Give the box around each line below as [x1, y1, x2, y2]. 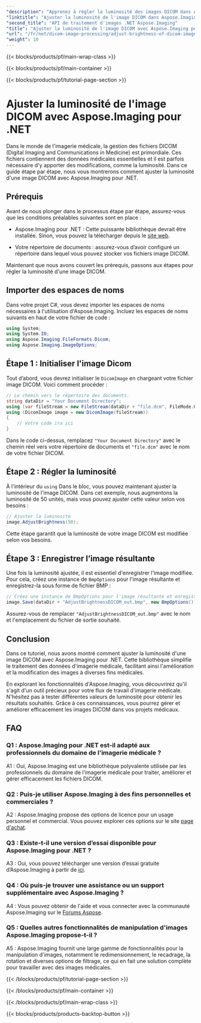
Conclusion [6, 634, 50, 644]
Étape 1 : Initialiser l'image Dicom [6, 359, 132, 369]
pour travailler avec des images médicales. [6, 964, 112, 971]
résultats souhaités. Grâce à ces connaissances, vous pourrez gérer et [6, 699, 181, 707]
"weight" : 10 [6, 37, 39, 43]
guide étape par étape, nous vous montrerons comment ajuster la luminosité [6, 168, 194, 175]
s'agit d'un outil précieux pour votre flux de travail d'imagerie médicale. [6, 686, 182, 694]
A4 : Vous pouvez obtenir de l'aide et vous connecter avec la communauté [6, 902, 190, 909]
